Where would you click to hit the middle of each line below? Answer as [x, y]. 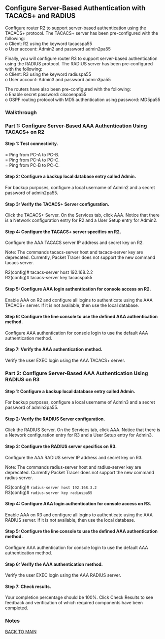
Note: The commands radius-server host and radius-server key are [73, 467]
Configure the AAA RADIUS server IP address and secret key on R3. [74, 457]
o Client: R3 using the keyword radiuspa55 [48, 74]
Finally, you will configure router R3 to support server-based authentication [81, 58]
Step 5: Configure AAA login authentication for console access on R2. [78, 289]
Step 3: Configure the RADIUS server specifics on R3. [61, 446]
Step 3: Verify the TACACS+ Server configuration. [57, 204]
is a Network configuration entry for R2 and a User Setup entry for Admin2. [81, 220]
